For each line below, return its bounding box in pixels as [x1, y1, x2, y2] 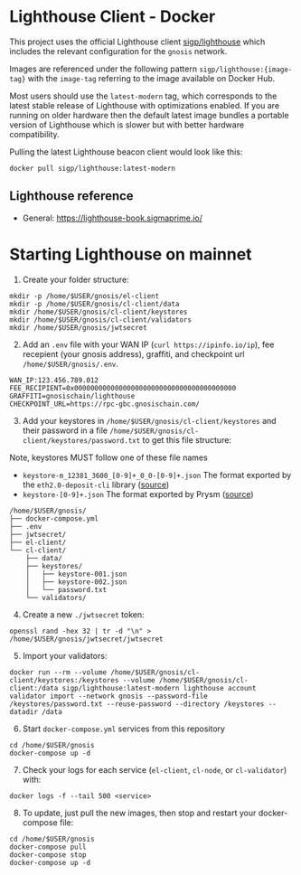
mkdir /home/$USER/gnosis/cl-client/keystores [9, 307, 188, 316]
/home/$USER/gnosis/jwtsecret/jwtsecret [9, 635, 165, 644]
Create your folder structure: [22, 274, 129, 285]
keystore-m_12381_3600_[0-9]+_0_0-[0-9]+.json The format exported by [22, 469, 292, 480]
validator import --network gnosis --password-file [9, 692, 208, 701]
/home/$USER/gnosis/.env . [22, 358, 119, 369]
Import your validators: [22, 650, 108, 661]
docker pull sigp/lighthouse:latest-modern [9, 164, 176, 173]
